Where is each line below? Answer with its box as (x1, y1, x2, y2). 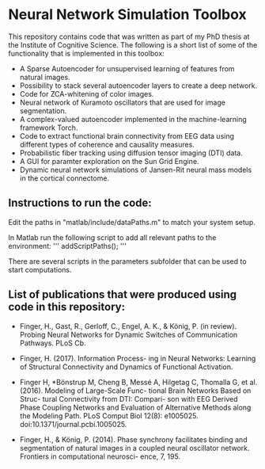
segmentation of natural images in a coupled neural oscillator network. (19, 443, 251, 452)
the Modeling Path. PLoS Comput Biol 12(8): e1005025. (19, 410, 199, 421)
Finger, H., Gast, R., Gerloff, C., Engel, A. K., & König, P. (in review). (19, 321, 237, 330)
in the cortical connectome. (19, 173, 109, 183)
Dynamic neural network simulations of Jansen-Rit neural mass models (19, 165, 252, 174)
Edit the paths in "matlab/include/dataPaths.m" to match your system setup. (8, 217, 256, 227)
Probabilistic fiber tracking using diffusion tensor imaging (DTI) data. (19, 148, 243, 158)
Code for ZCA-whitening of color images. (19, 89, 154, 98)
